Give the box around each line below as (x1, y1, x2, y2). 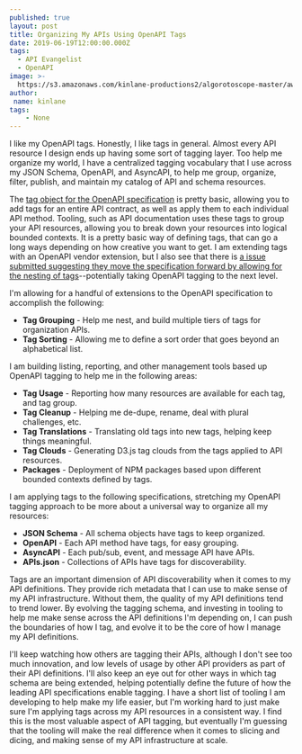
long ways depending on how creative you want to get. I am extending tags (9, 242, 288, 253)
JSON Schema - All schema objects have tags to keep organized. (22, 528, 266, 539)
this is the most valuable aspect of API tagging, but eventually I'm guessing (9, 716, 288, 727)
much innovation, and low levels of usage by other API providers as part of (9, 659, 286, 669)
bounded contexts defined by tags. (22, 474, 153, 485)
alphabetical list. (22, 344, 84, 355)
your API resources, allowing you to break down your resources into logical (9, 222, 288, 234)
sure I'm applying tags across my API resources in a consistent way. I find (9, 706, 282, 717)
